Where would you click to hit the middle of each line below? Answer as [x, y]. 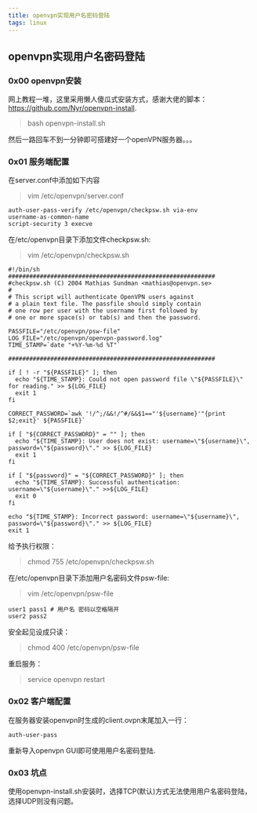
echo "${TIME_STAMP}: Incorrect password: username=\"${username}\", [124, 517]
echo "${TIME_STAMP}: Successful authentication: [98, 483]
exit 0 [26, 496]
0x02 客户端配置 [40, 702]
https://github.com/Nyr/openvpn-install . [72, 108]
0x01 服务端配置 [39, 162]
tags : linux [27, 23]
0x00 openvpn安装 [45, 81]
